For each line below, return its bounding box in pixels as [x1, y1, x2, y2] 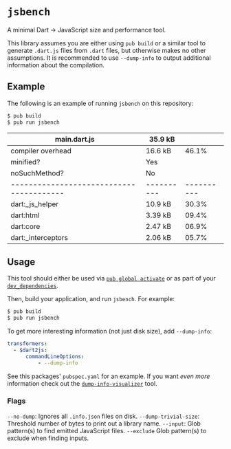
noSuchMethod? [10, 168, 64, 177]
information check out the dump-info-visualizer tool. [7, 379, 158, 387]
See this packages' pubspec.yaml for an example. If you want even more [7, 372, 210, 380]
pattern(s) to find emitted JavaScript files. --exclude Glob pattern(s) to [7, 426, 207, 435]
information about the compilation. [7, 61, 105, 69]
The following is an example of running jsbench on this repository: [7, 99, 194, 107]
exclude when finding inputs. [7, 434, 89, 442]
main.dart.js [54, 134, 95, 144]
